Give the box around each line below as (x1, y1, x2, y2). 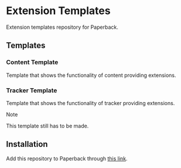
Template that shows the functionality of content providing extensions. (6, 72, 177, 79)
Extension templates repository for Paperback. (6, 23, 118, 31)
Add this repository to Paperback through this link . (6, 154, 128, 162)
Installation (6, 139, 48, 149)
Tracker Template (6, 86, 57, 95)
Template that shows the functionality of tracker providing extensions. (6, 99, 175, 106)
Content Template (6, 58, 59, 66)
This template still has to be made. (6, 122, 89, 129)
